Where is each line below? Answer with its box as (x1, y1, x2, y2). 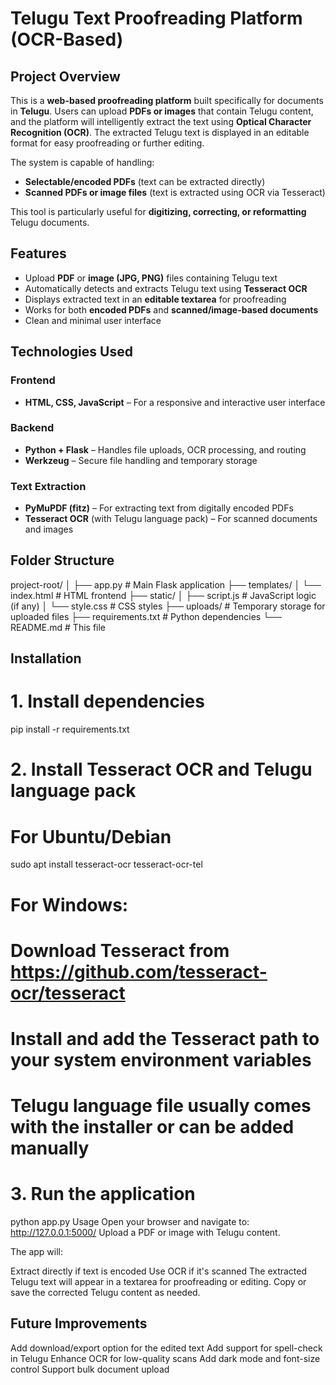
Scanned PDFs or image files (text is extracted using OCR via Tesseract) (24, 187, 326, 198)
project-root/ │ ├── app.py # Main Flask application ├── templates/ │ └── (10, 578, 322, 591)
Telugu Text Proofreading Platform (10, 7, 303, 30)
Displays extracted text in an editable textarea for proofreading (24, 293, 287, 305)
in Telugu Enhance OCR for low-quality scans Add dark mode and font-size (10, 1352, 321, 1364)
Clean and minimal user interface (24, 314, 162, 326)
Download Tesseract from (10, 939, 230, 962)
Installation (10, 650, 82, 667)
